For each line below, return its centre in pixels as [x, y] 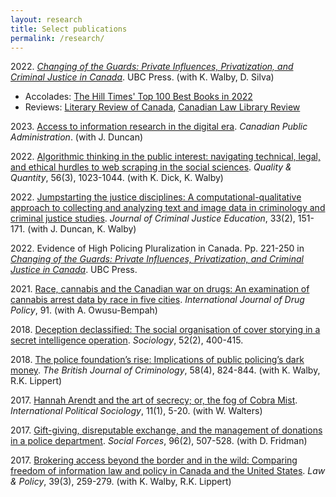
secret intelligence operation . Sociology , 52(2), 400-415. [127, 340]
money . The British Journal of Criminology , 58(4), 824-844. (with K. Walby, [165, 370]
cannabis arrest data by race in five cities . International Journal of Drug [157, 300]
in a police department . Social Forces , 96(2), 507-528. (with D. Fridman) [159, 441]
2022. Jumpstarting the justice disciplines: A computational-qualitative [156, 197]
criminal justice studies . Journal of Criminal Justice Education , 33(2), [153, 218]
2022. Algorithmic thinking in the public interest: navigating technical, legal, [165, 157]
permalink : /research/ [57, 38]
